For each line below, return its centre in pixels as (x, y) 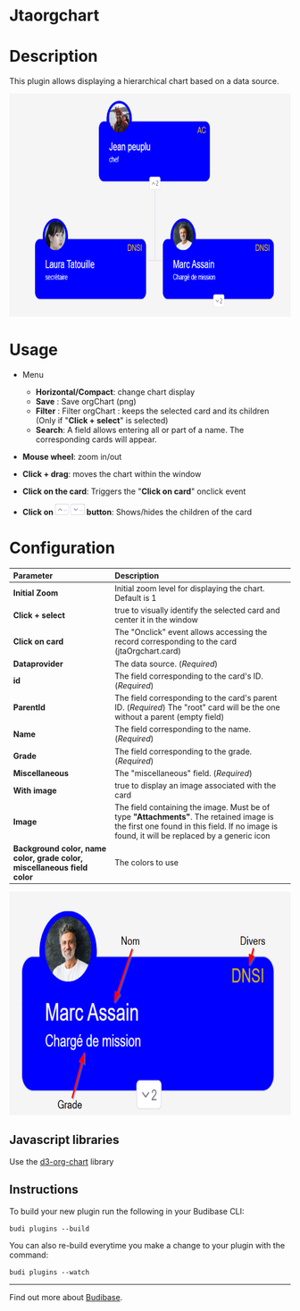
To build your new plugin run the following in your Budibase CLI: (127, 1211)
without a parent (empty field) (170, 717)
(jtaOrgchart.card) (148, 651)
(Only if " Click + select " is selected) (102, 421)
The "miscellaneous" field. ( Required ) (183, 772)
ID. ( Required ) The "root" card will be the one (197, 707)
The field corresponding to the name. (183, 730)
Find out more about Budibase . (66, 1297)
